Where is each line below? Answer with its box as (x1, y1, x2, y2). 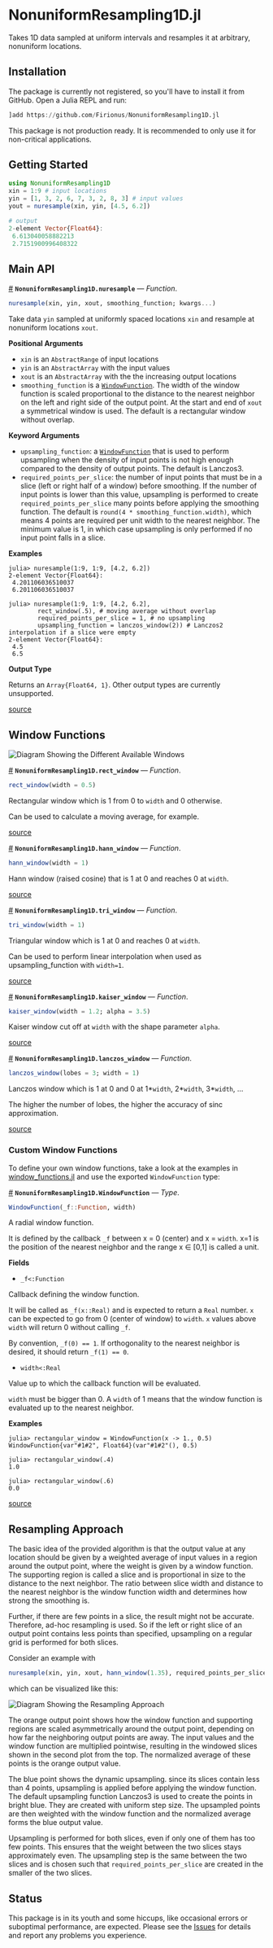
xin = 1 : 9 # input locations (8, 187, 107, 195)
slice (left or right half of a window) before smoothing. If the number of (19, 481, 258, 491)
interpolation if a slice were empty (8, 628, 136, 637)
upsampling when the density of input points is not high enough (19, 455, 234, 465)
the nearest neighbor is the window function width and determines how (8, 1587, 248, 1597)
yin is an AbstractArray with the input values (19, 363, 171, 373)
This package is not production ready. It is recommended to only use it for (8, 125, 257, 135)
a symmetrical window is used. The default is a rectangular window (19, 406, 246, 416)
